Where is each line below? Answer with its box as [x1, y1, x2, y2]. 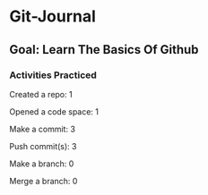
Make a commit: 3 [9, 123, 76, 134]
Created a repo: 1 [9, 89, 74, 99]
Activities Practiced [9, 69, 97, 81]
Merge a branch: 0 [9, 175, 78, 186]
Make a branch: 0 [9, 158, 74, 169]
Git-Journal [9, 6, 97, 27]
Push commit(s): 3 [9, 140, 77, 151]
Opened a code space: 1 [9, 106, 100, 117]
